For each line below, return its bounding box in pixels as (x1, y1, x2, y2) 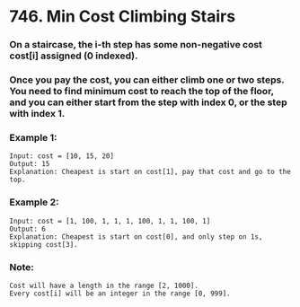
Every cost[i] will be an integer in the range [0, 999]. (9, 289, 231, 298)
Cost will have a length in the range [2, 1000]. (9, 281, 199, 290)
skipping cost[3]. (9, 240, 78, 249)
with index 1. (9, 108, 66, 120)
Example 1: (9, 131, 57, 144)
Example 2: (9, 196, 59, 208)
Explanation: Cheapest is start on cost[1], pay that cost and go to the (9, 168, 292, 177)
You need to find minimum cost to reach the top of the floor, (9, 85, 274, 98)
